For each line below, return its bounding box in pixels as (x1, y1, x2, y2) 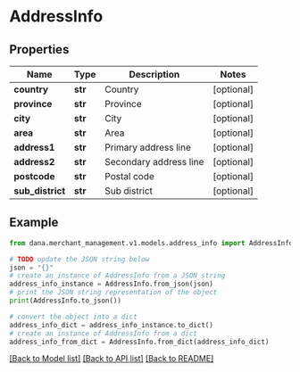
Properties (9, 42, 70, 57)
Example (9, 215, 59, 230)
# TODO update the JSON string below (9, 254, 150, 264)
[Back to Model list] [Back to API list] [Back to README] (9, 353, 214, 364)
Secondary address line (104, 156, 204, 168)
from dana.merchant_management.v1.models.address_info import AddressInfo (9, 238, 294, 247)
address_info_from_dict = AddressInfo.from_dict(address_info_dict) (9, 337, 270, 346)
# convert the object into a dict (9, 312, 138, 321)
